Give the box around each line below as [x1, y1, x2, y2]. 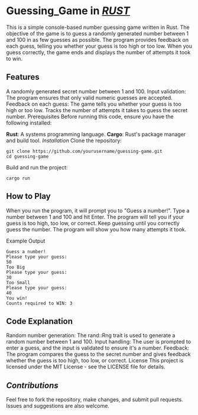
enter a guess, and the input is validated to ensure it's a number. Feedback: [6, 344, 190, 352]
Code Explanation [6, 316, 73, 326]
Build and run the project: [6, 164, 68, 171]
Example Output [6, 237, 46, 244]
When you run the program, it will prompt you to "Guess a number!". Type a [6, 207, 190, 214]
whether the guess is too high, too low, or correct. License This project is [6, 357, 184, 364]
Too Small [6, 279, 31, 286]
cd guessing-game [6, 153, 49, 159]
